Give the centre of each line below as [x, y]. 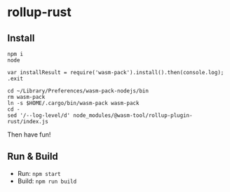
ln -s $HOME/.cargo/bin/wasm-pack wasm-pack [73, 103]
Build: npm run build [47, 181]
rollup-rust [40, 12]
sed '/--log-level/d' [39, 116]
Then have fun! [29, 135]
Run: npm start [39, 173]
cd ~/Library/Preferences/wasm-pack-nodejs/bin [78, 91]
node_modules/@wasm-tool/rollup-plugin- [133, 116]
